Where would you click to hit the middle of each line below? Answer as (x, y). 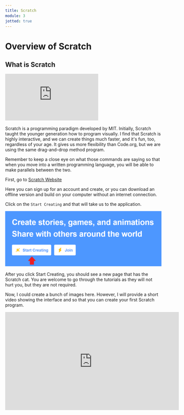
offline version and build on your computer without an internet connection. (81, 195)
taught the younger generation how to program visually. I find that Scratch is (83, 134)
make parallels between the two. (38, 170)
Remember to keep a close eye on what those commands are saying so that (83, 159)
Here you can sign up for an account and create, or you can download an (80, 189)
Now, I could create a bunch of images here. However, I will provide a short (82, 294)
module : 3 (15, 16)
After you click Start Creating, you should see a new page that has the (77, 274)
